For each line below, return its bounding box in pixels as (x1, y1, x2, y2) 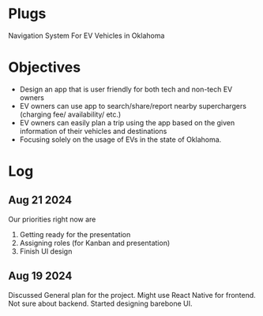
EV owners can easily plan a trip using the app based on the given (19, 117, 235, 127)
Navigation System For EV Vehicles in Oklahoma (8, 31, 165, 40)
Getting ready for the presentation (19, 229, 131, 239)
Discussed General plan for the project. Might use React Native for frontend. (8, 290, 257, 299)
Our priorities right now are (8, 214, 96, 224)
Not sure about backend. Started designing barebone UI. (8, 299, 193, 308)
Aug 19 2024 (8, 270, 73, 283)
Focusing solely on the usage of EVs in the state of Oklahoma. (19, 135, 222, 144)
